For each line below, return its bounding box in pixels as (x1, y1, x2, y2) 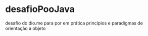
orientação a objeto (5, 25, 46, 31)
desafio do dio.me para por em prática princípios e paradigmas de (5, 20, 143, 26)
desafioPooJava (5, 3, 75, 15)
